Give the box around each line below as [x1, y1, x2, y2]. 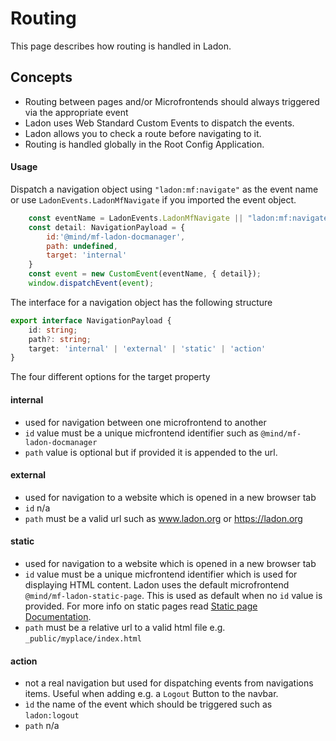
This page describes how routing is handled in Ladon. [10, 40, 232, 52]
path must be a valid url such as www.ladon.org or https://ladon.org [24, 512, 303, 524]
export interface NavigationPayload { [10, 315, 172, 326]
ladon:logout [24, 711, 80, 721]
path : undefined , [46, 241, 118, 251]
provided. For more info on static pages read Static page [24, 600, 258, 612]
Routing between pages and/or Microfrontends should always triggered [24, 95, 320, 107]
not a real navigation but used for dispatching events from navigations [24, 677, 314, 689]
